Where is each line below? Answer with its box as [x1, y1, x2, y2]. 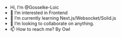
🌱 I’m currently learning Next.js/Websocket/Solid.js [10, 15, 116, 21]
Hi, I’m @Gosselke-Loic [10, 5, 59, 10]
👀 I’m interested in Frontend [10, 10, 68, 16]
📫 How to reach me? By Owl [10, 26, 70, 32]
